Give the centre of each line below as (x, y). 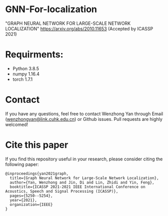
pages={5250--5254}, (31, 196)
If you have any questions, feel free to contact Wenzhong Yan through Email (84, 114)
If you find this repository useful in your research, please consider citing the (84, 159)
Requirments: (34, 55)
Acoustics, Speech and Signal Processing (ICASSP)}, (62, 191)
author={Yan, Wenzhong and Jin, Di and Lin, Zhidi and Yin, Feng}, (82, 182)
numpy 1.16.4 (26, 74)
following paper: (22, 164)
